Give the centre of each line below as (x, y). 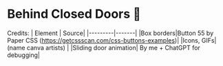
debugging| (23, 55)
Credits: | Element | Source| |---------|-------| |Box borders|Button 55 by (110, 33)
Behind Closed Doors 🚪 (74, 14)
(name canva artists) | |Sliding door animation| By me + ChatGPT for (104, 47)
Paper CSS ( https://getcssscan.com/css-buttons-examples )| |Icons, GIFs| (112, 40)
